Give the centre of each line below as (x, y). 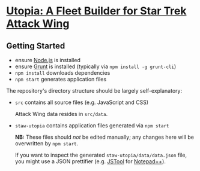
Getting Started (36, 46)
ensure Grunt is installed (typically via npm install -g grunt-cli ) (95, 66)
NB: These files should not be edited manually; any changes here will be (104, 137)
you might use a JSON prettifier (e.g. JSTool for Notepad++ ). (90, 161)
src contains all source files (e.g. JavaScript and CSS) (82, 102)
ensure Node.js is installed (48, 60)
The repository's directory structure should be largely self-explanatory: (94, 91)
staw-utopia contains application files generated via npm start (92, 126)
